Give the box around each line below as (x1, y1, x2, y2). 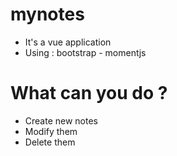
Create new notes (24, 114, 99, 127)
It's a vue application (24, 36, 112, 48)
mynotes (10, 3, 85, 26)
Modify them (24, 125, 78, 137)
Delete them (24, 136, 76, 148)
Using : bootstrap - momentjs (24, 46, 147, 58)
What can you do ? (10, 82, 168, 105)
